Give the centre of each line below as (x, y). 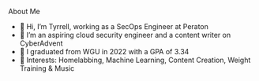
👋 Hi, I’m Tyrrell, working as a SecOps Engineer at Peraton (114, 26)
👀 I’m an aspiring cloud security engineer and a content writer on (125, 35)
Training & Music (47, 68)
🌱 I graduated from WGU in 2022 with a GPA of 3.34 (104, 52)
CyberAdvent (41, 43)
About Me (24, 11)
